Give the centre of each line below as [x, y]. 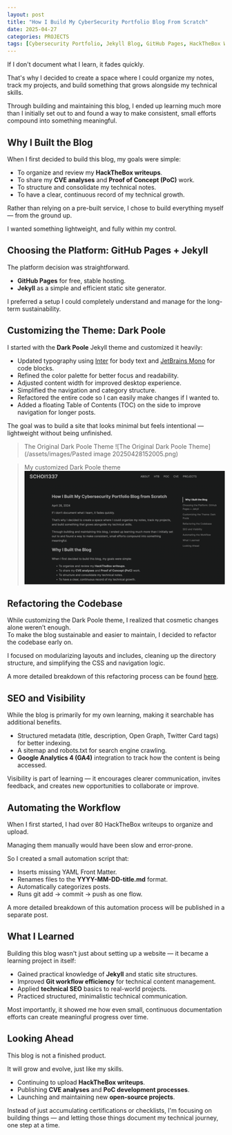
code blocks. [36, 368]
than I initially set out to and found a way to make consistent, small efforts [112, 114]
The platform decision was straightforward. [68, 267]
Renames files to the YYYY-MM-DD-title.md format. [92, 879]
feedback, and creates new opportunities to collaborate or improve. [103, 786]
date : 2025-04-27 [32, 29]
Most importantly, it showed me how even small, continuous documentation [115, 1009]
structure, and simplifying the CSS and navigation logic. [86, 663]
